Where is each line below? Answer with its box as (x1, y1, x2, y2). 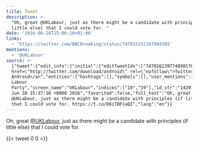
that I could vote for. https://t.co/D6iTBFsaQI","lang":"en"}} (11, 101, 173, 107)
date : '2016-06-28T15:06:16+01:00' (6, 30, 94, 36)
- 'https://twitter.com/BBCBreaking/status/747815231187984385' (11, 42, 173, 47)
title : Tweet (6, 8, 38, 15)
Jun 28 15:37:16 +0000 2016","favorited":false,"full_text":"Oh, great (11, 90, 192, 96)
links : (6, 36, 22, 42)
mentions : (6, 47, 31, 53)
